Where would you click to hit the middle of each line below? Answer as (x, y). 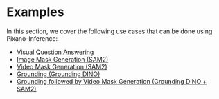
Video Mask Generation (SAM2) (62, 66)
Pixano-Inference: (32, 38)
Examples (35, 12)
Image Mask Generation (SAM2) (62, 59)
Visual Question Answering (55, 52)
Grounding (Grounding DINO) (58, 74)
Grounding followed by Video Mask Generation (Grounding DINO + (112, 81)
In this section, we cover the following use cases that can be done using (109, 31)
